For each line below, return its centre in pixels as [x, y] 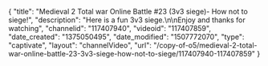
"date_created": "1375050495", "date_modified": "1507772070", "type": [126, 37]
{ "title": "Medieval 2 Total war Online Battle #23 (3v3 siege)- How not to [128, 12]
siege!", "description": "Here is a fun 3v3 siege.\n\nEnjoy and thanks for [127, 20]
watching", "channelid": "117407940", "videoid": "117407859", [110, 28]
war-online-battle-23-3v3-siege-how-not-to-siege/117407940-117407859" [132, 54]
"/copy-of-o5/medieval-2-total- [206, 45]
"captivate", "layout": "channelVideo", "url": [80, 45]
